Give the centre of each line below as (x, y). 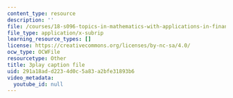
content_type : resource (42, 13)
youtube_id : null (38, 84)
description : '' (31, 20)
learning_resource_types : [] (49, 39)
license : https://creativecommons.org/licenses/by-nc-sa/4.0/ (99, 46)
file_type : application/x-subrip (55, 33)
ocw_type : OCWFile (34, 52)
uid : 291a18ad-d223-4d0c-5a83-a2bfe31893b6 (71, 71)
